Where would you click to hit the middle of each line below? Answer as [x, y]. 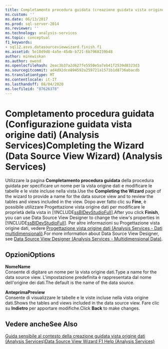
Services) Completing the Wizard [74, 145]
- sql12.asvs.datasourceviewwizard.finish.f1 [53, 47]
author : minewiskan [25, 56]
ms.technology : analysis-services [41, 33]
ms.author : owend [23, 61]
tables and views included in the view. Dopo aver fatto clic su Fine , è [76, 202]
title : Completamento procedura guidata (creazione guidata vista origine [85, 10]
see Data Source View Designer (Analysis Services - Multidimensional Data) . [84, 239]
